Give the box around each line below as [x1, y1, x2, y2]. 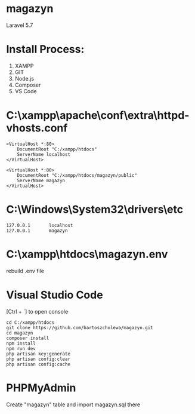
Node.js [14, 75, 35, 82]
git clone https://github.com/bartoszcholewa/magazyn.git [6, 324, 153, 330]
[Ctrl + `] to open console [6, 308, 69, 315]
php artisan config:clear [6, 356, 70, 362]
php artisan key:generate [6, 351, 70, 357]
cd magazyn [6, 330, 33, 336]
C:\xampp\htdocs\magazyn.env [6, 247, 168, 261]
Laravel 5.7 [6, 22, 33, 29]
